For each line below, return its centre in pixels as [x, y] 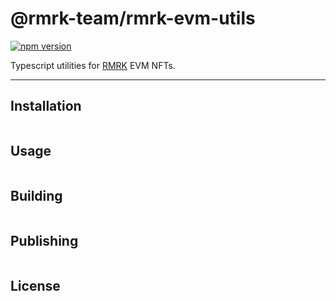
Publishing [44, 240]
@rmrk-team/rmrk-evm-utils [133, 18]
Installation [46, 106]
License [35, 285]
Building [36, 195]
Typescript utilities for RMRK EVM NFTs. [93, 65]
